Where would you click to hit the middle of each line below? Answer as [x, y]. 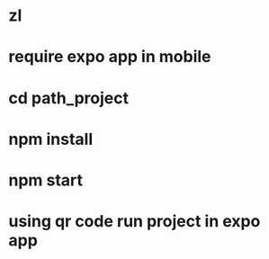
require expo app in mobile [110, 57]
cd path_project [69, 98]
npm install [51, 139]
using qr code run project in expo [134, 222]
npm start [45, 180]
